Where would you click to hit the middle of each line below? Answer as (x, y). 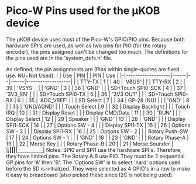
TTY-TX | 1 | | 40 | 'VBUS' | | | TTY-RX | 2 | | (133, 81)
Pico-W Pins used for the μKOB (83, 11)
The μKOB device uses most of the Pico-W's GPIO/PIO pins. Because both (96, 39)
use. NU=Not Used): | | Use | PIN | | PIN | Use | (62, 75)
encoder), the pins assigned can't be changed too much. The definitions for (97, 51)
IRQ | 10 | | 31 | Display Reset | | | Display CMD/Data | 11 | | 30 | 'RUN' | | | (94, 113)
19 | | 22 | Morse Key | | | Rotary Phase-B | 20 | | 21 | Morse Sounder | (90, 144)
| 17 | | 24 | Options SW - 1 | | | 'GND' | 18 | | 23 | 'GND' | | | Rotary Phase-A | (97, 137)
